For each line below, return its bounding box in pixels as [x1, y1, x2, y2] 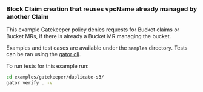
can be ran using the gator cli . [6, 51, 81, 58]
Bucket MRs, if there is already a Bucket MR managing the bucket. [6, 33, 171, 40]
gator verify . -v [6, 80, 53, 86]
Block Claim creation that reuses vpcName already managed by [6, 5, 198, 13]
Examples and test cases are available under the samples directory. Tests [6, 44, 188, 51]
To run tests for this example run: [6, 62, 89, 70]
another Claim [6, 12, 49, 21]
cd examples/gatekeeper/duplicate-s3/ [6, 74, 104, 80]
